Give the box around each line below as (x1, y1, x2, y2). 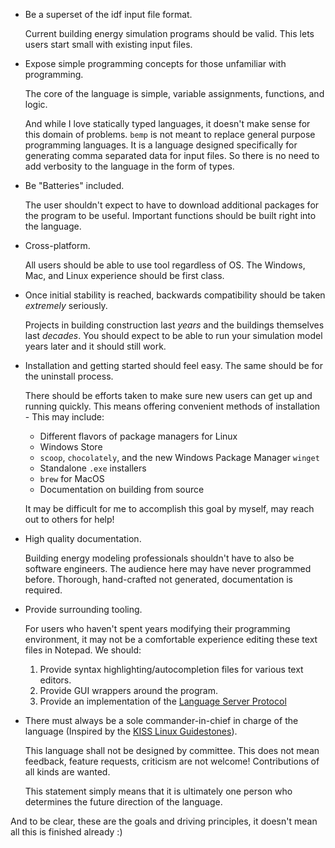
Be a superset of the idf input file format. (24, 9, 193, 20)
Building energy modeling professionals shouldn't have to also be (24, 552, 295, 564)
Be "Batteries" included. (24, 180, 125, 191)
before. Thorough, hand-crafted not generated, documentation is (24, 574, 293, 585)
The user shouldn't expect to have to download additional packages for (24, 199, 320, 211)
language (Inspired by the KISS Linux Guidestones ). (24, 725, 238, 737)
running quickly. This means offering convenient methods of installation (24, 400, 321, 412)
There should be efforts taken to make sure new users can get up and (24, 390, 313, 401)
